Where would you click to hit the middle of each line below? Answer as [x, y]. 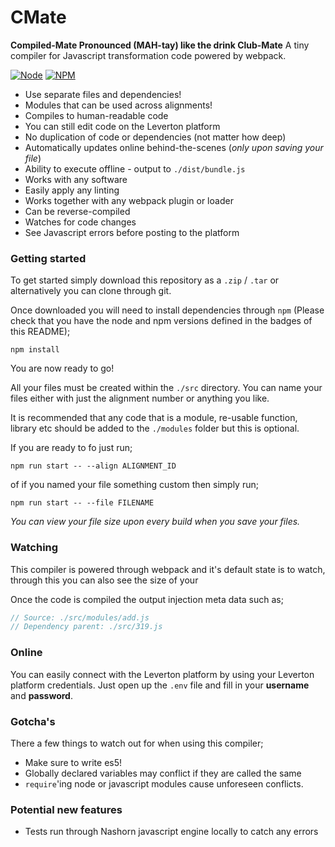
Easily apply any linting [72, 190]
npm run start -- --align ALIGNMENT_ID [93, 466]
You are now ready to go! [62, 368]
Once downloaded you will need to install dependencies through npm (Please [167, 310]
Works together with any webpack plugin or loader [129, 200]
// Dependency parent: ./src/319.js [86, 627]
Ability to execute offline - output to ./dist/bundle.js [135, 168]
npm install [35, 350]
